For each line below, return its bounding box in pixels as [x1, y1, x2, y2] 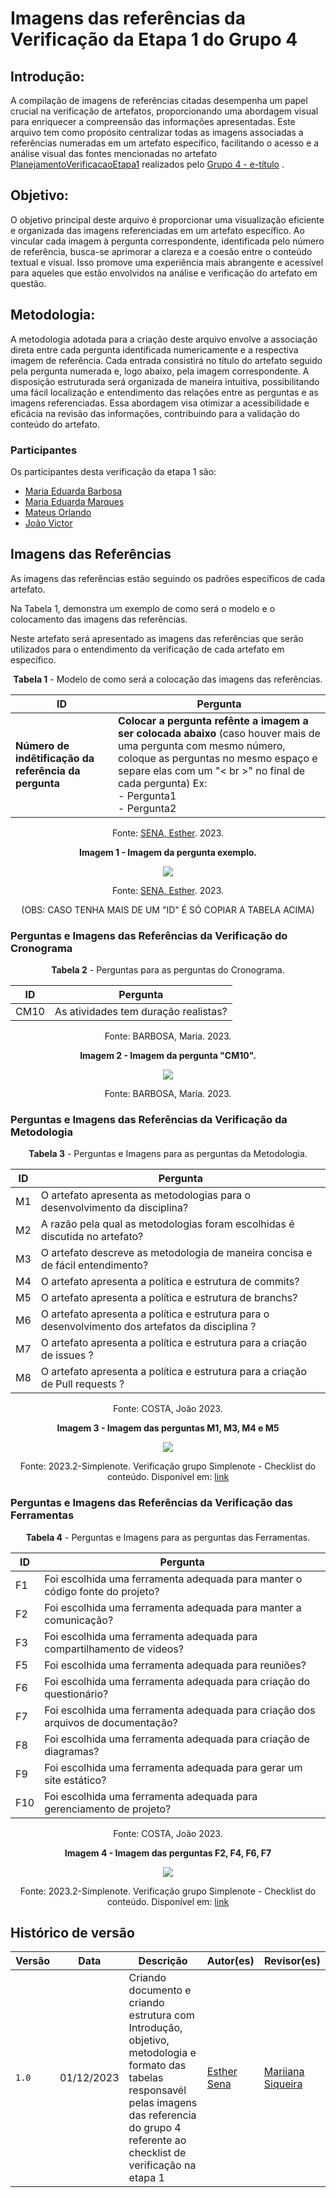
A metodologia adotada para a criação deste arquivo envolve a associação [10, 333, 318, 345]
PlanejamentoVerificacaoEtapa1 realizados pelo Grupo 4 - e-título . [10, 158, 285, 170]
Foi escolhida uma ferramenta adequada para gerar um [44, 1760, 303, 1774]
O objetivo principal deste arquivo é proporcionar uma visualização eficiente [10, 213, 325, 226]
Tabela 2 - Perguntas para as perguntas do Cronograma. [51, 964, 285, 976]
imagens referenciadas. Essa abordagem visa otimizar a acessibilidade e [10, 397, 310, 409]
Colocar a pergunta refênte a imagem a [118, 713, 309, 727]
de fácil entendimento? [40, 1258, 149, 1272]
